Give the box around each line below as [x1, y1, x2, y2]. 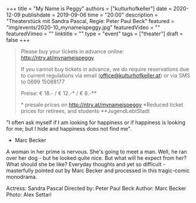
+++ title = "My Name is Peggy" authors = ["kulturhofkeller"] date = [6, 5, 172, 12]
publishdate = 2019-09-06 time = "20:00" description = [21, 11, 159, 18]
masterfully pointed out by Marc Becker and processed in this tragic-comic [6, 167, 190, 174]
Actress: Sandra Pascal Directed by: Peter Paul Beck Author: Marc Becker [6, 185, 186, 192]
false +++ [6, 37, 30, 43]
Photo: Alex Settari [6, 191, 52, 198]
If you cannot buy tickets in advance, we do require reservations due [20, 66, 189, 73]
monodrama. [6, 173, 37, 180]
